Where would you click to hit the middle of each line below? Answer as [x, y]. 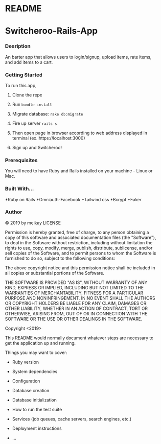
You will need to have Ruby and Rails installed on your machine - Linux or [79, 171]
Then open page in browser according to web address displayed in [80, 133]
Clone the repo [27, 95]
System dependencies [35, 371]
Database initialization [34, 400]
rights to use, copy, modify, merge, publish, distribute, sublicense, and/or [79, 248]
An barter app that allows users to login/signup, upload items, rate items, [78, 57]
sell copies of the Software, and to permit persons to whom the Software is [81, 253]
